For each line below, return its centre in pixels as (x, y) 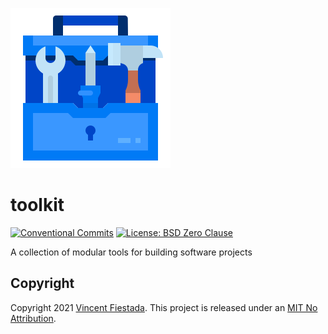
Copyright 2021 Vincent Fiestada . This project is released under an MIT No (164, 307)
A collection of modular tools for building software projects (131, 252)
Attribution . (33, 318)
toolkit (37, 205)
